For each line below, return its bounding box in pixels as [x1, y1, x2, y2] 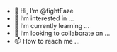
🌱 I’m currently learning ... [13, 22, 90, 30]
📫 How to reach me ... [13, 37, 80, 45]
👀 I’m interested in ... [13, 14, 74, 22]
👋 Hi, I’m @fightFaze [13, 7, 74, 15]
